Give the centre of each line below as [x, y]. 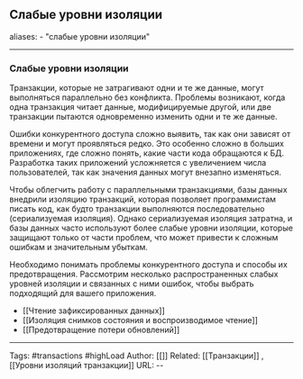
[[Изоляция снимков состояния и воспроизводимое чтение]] [140, 320]
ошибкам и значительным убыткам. [79, 248]
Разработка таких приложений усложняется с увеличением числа [138, 163]
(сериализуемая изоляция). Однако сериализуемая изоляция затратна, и [151, 219]
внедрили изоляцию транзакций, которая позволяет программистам [143, 199]
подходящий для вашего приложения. [83, 293]
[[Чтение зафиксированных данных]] [93, 311]
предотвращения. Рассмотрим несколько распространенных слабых [144, 275]
